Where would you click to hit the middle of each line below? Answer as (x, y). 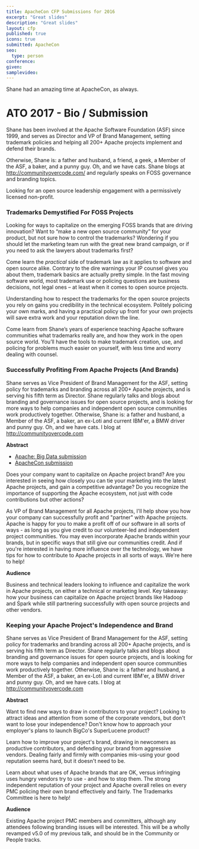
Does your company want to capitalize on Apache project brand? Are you (96, 474)
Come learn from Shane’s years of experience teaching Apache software (95, 329)
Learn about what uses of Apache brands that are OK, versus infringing (93, 772)
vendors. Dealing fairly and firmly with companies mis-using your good (93, 755)
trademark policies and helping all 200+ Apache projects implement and (94, 143)
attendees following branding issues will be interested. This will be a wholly (98, 827)
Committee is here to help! (38, 798)
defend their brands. (31, 149)
